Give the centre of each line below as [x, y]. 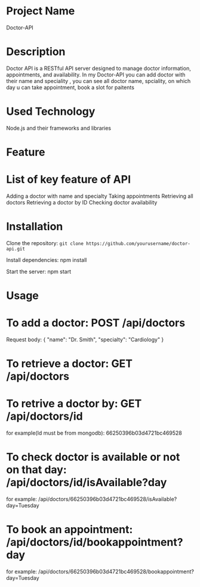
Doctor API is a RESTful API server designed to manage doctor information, [99, 68]
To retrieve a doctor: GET [70, 364]
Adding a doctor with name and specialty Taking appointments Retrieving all [100, 196]
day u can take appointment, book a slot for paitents [70, 87]
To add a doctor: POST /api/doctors [96, 323]
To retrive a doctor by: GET [74, 404]
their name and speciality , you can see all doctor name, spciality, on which [99, 81]
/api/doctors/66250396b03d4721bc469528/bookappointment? [116, 571]
